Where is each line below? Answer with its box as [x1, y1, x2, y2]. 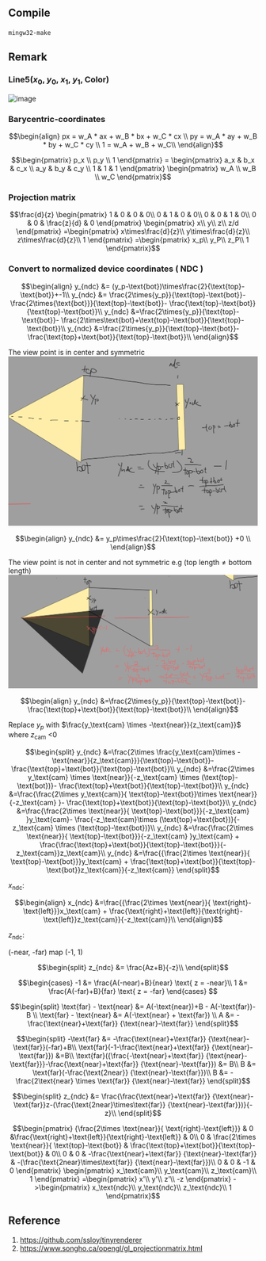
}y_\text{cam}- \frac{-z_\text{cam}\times [26, 815, 158, 824]
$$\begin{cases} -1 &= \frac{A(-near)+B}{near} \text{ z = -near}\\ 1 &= [18, 978, 248, 988]
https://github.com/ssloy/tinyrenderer [19, 1235, 142, 1244]
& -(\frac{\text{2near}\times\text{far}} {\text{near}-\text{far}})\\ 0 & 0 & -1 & [10, 1157, 256, 1167]
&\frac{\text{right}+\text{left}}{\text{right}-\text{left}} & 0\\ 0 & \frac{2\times [9, 1132, 256, 1141]
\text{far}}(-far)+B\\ [13, 1042, 77, 1052]
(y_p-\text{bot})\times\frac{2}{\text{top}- [112, 281, 245, 291]
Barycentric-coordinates [8, 113, 105, 124]
